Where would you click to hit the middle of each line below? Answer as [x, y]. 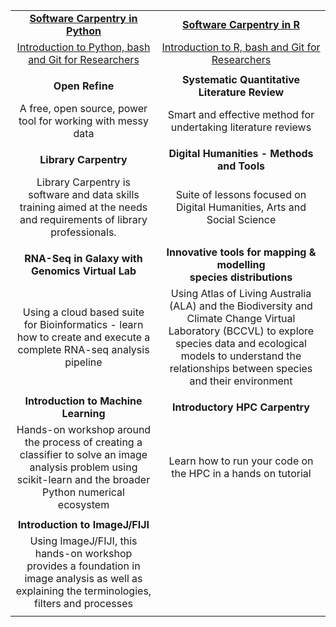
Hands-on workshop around [84, 429]
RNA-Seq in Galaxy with [83, 258]
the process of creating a [83, 442]
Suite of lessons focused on [241, 194]
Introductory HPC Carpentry [241, 407]
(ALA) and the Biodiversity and [241, 306]
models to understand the [241, 356]
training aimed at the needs [83, 207]
